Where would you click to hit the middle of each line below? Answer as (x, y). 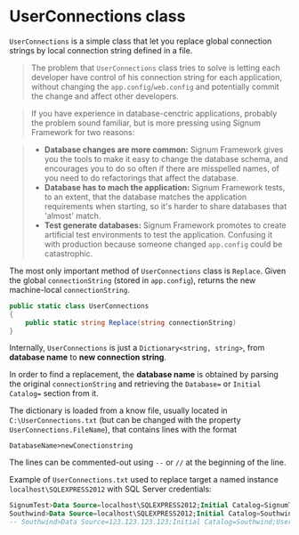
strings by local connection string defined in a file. (101, 50)
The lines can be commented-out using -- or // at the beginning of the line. (148, 462)
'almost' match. (73, 215)
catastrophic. (69, 253)
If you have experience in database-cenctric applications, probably (154, 113)
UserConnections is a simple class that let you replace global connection (141, 41)
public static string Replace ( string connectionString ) (131, 322)
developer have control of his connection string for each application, (157, 77)
